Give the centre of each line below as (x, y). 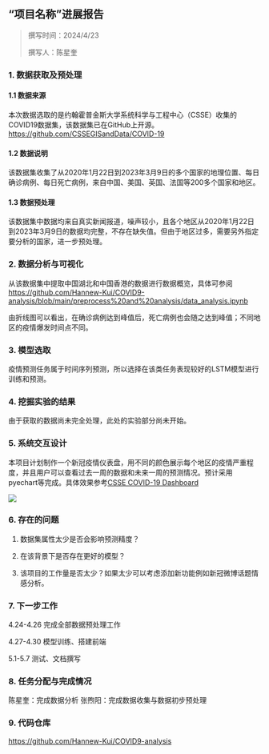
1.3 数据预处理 (32, 202)
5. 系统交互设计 (38, 443)
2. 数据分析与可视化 (46, 264)
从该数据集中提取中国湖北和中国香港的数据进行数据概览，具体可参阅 (120, 283)
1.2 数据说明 (28, 153)
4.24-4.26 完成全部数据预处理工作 (65, 625)
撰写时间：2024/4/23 (63, 35)
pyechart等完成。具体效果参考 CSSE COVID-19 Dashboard (103, 482)
